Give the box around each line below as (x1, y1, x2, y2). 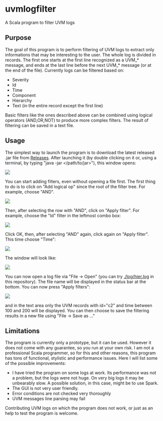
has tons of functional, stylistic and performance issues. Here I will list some (5, 355, 158, 361)
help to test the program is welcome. (5, 410, 79, 416)
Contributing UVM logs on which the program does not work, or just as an (5, 405, 153, 411)
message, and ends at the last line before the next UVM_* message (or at (5, 62, 152, 68)
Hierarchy (12, 97, 32, 103)
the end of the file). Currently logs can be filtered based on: (5, 67, 125, 73)
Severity (12, 77, 29, 82)
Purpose (5, 34, 32, 42)
